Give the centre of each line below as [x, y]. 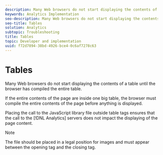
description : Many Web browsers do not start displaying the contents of [81, 10]
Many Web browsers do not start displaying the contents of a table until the [80, 83]
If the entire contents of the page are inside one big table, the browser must [81, 98]
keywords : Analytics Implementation [42, 14]
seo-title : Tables [24, 23]
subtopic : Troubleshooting [32, 32]
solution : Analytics [26, 28]
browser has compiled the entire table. [44, 89]
